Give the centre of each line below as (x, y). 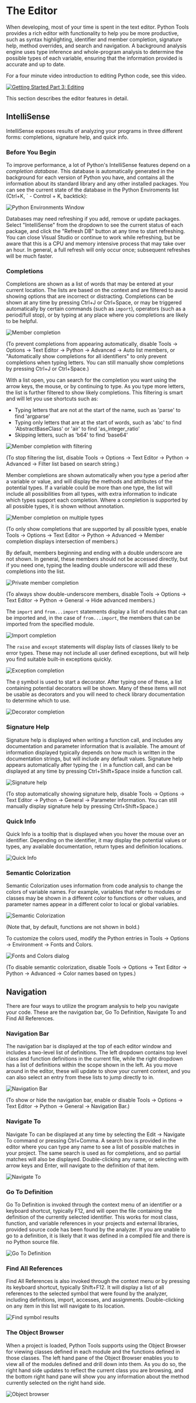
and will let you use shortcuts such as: (52, 399)
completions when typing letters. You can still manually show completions (95, 363)
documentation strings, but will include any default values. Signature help (94, 759)
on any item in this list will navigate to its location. (66, 1306)
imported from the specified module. (50, 624)
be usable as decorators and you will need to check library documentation (96, 694)
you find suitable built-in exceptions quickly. (59, 659)
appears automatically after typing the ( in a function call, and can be (90, 764)
